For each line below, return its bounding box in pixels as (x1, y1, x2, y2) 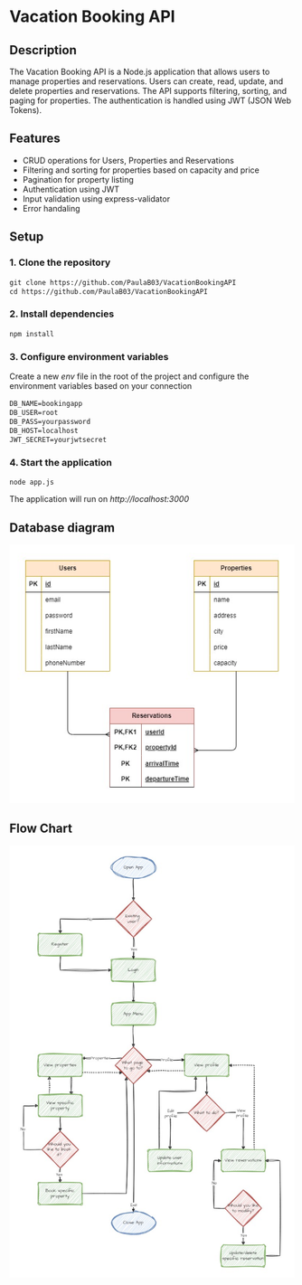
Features (9, 131, 61, 146)
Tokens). (9, 105, 42, 115)
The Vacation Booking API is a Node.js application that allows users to (9, 66, 270, 77)
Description (9, 43, 77, 58)
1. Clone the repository (9, 256, 111, 269)
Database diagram (9, 520, 116, 535)
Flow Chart (9, 821, 72, 836)
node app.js (9, 477, 54, 487)
